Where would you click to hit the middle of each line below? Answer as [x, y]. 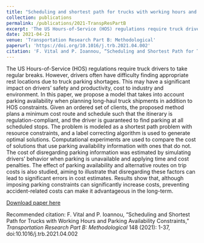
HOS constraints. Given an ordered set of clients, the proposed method [95, 107]
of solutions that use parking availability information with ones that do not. [99, 145]
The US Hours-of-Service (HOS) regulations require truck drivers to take [97, 68]
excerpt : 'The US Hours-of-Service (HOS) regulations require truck [95, 29]
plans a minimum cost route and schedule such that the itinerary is [90, 113]
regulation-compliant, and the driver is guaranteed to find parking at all [95, 120]
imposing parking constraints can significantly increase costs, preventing [98, 184]
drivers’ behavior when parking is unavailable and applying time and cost [98, 159]
